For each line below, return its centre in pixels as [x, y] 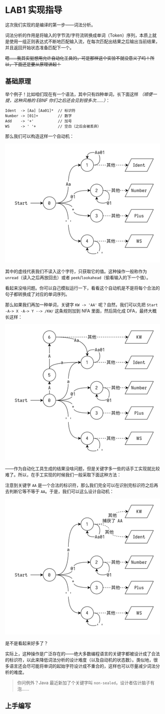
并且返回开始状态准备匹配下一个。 [40, 47]
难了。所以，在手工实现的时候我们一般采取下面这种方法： [63, 475]
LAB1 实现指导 [34, 10]
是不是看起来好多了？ [27, 643]
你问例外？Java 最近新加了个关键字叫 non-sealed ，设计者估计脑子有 [86, 682]
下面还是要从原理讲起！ [37, 64]
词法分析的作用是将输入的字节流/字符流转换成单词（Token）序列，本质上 [79, 35]
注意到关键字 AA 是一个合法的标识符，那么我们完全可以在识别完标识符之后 [80, 485]
